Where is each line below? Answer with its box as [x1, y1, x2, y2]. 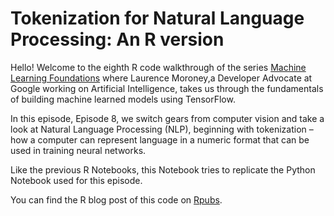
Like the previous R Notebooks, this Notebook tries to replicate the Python [10, 163, 316, 176]
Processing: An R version [10, 28, 225, 51]
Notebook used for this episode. [10, 174, 143, 186]
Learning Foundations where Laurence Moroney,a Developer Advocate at [10, 72, 313, 84]
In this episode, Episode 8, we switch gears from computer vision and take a [10, 112, 325, 124]
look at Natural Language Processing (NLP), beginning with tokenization [10, 123, 307, 135]
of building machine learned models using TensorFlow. [10, 93, 236, 105]
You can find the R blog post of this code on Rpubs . [10, 193, 223, 206]
